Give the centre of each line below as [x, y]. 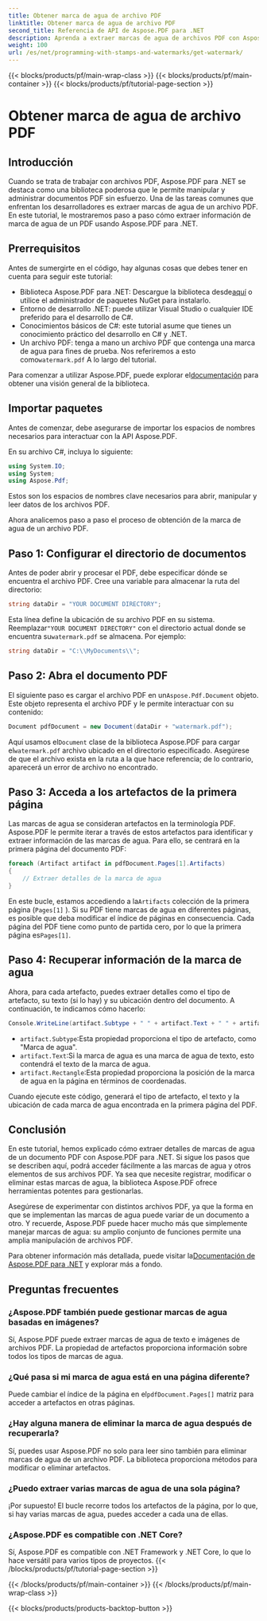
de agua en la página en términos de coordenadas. [103, 1081]
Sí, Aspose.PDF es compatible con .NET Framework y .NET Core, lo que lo [130, 1552]
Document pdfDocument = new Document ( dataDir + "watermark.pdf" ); [120, 726]
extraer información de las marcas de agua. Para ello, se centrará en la [124, 840]
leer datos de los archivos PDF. [59, 505]
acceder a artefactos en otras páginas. [72, 1403]
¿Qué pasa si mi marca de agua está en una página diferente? [129, 1376]
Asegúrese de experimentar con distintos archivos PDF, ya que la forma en [131, 1207]
